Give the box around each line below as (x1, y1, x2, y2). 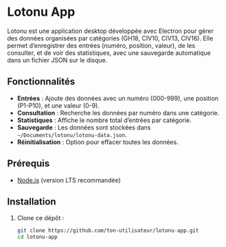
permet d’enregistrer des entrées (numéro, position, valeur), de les (7, 41, 196, 49)
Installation (7, 196, 56, 207)
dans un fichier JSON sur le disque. (7, 56, 108, 64)
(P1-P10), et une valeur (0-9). (16, 101, 100, 110)
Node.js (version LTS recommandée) (16, 176, 122, 184)
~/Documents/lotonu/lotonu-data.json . (16, 130, 127, 139)
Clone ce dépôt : (16, 214, 65, 222)
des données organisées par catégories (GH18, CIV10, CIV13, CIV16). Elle (7, 34, 214, 42)
